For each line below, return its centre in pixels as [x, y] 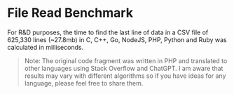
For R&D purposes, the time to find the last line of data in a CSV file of [108, 32]
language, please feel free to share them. [84, 83]
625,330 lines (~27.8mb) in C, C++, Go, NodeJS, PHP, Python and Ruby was [117, 39]
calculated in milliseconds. [46, 47]
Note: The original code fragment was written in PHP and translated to [126, 60]
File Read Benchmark [70, 13]
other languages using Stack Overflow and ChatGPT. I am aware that [124, 68]
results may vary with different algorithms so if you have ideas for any [125, 76]
